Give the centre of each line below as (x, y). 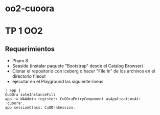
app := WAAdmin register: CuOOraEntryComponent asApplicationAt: (73, 99)
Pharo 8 (20, 61)
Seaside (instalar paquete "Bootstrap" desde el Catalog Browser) (78, 66)
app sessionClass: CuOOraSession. (40, 108)
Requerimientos (30, 49)
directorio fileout (29, 76)
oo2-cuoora (30, 9)
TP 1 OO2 (24, 31)
